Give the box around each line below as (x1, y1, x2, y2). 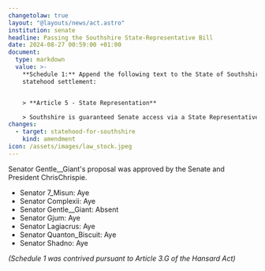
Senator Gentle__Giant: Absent (19, 205, 119, 214)
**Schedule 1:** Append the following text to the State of (22, 70, 224, 78)
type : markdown (15, 56, 65, 64)
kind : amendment (22, 135, 77, 143)
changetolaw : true (8, 11, 69, 20)
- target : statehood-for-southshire (15, 128, 136, 136)
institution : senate (8, 26, 77, 34)
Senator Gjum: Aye (19, 213, 80, 222)
